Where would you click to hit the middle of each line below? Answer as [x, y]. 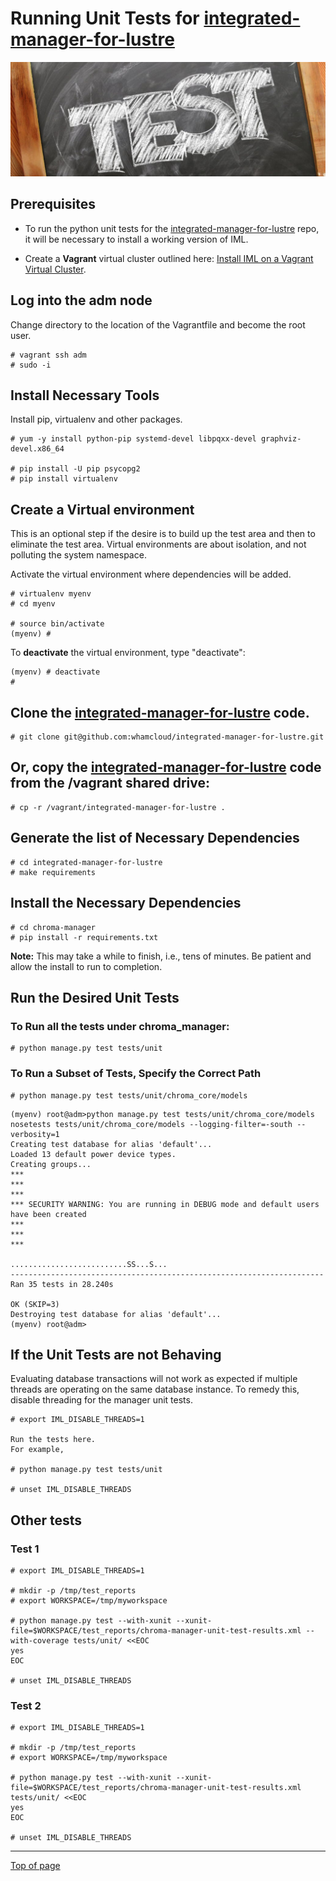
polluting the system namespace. [78, 555]
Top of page [35, 1866]
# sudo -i [31, 365]
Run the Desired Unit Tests [95, 997]
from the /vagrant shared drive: [110, 783]
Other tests [46, 1520]
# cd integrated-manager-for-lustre [86, 862]
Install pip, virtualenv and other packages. [96, 419]
